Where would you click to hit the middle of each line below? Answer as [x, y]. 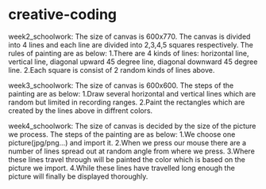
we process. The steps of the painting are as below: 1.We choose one [122, 134]
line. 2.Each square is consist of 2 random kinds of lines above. [112, 70]
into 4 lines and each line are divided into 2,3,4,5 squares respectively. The [131, 44]
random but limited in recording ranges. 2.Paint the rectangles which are [127, 102]
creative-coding [63, 15]
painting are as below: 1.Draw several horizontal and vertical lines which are [132, 93]
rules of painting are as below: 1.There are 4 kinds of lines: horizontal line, [129, 53]
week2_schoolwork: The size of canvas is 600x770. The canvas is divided [129, 36]
